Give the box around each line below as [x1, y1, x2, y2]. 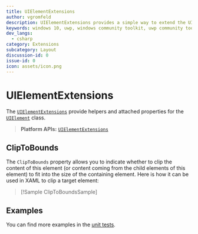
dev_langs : [6, 31, 33, 36]
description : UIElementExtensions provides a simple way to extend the [6, 19, 186, 25]
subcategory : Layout [6, 47, 57, 53]
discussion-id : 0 [6, 52, 49, 58]
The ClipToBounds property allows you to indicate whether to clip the [6, 158, 173, 165]
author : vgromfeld [6, 14, 51, 20]
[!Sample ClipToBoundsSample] [20, 189, 98, 196]
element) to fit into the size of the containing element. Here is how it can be [6, 171, 189, 178]
